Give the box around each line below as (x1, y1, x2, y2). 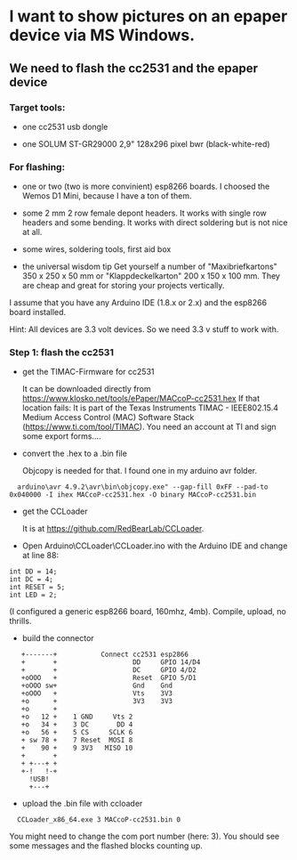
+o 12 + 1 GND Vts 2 (20, 712, 133, 722)
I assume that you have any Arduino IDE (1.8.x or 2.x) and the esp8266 (9, 297, 268, 308)
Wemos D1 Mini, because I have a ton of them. (21, 191, 192, 201)
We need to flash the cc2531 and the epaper (9, 61, 259, 76)
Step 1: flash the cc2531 (9, 346, 114, 359)
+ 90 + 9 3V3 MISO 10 (20, 743, 133, 753)
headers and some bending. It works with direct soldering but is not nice (21, 217, 288, 228)
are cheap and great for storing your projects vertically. (21, 280, 225, 291)
